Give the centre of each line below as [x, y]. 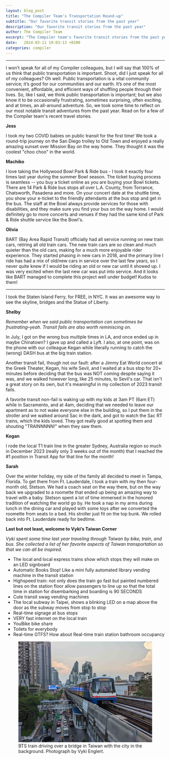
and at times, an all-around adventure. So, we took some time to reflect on [83, 105]
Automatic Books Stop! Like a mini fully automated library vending [81, 570]
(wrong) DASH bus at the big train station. [49, 353]
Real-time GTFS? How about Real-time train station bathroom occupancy [89, 634]
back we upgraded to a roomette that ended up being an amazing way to [81, 492]
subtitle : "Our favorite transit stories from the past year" [72, 21]
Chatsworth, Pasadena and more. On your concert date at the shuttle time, [83, 193]
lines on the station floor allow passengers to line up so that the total [84, 586]
